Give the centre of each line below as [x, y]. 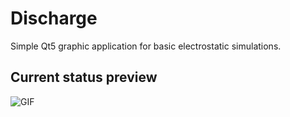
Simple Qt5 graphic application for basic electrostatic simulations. [146, 46]
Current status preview [84, 77]
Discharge [54, 18]
